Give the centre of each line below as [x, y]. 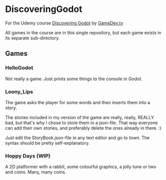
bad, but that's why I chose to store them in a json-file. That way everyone [82, 123]
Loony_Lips [19, 92]
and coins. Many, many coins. [36, 172]
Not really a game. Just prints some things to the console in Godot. [74, 79]
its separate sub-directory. [32, 38]
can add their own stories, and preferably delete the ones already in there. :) [83, 128]
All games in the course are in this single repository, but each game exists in [83, 32]
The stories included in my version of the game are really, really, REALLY [80, 117]
